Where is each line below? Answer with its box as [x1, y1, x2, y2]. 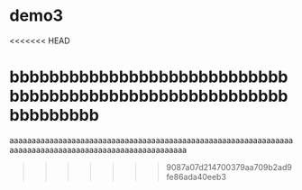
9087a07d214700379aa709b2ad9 [166, 161, 293, 172]
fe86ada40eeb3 [166, 171, 227, 182]
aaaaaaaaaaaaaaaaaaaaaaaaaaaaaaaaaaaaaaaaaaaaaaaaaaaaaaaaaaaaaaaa [9, 134, 294, 145]
